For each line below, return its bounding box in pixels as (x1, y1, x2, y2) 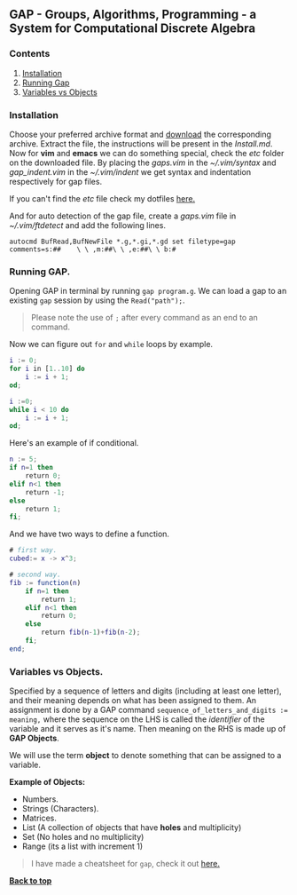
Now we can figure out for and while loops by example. (9, 339, 214, 350)
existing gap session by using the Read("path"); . (9, 295, 185, 305)
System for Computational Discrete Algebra (9, 21, 255, 36)
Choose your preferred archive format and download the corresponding (9, 129, 272, 139)
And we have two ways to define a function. (9, 528, 170, 540)
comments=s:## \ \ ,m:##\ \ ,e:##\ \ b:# (9, 244, 176, 254)
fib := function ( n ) (9, 578, 82, 587)
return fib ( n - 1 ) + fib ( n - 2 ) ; (41, 628, 141, 638)
